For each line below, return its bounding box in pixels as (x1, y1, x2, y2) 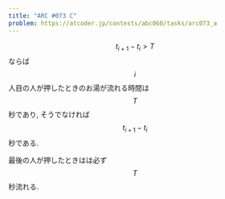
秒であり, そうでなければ (8, 110, 90, 120)
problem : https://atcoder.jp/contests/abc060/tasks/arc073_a (8, 19, 218, 27)
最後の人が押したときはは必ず (8, 156, 107, 165)
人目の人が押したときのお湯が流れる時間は (8, 83, 149, 93)
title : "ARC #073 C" (8, 11, 78, 20)
